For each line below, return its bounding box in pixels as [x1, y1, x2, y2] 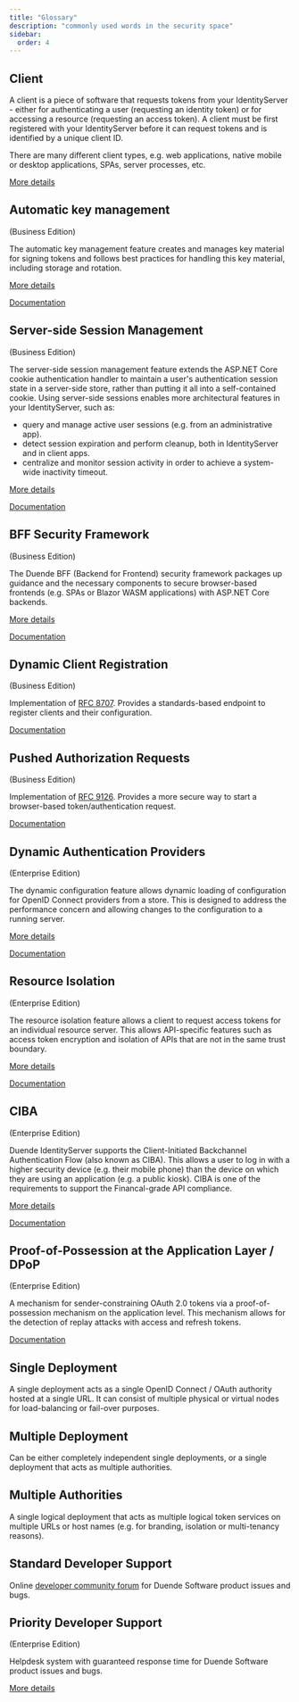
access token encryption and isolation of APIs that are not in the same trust [9, 1034, 286, 1044]
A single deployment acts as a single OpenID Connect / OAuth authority [9, 1384, 272, 1395]
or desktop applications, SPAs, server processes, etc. [9, 160, 206, 170]
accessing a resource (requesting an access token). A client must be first [9, 113, 278, 125]
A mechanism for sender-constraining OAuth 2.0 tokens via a [9, 1298, 234, 1308]
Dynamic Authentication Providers [9, 844, 206, 859]
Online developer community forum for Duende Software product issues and [9, 1580, 291, 1590]
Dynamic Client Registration [9, 657, 169, 672]
